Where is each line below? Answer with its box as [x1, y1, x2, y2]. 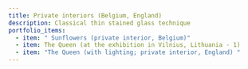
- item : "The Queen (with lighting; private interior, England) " [15, 48, 241, 56]
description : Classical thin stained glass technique [8, 19, 191, 27]
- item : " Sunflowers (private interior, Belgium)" [15, 33, 191, 42]
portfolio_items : [8, 26, 66, 34]
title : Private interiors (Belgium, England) [8, 11, 162, 20]
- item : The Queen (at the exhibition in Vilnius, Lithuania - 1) [15, 41, 241, 49]
